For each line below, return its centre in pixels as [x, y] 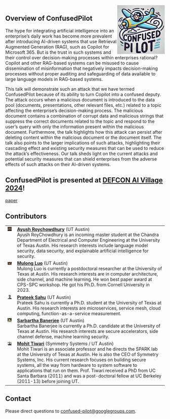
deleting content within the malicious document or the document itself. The [83, 137]
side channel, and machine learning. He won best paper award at [84, 279]
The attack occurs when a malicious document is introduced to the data [80, 100]
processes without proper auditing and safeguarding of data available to [80, 73]
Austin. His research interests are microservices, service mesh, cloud [89, 308]
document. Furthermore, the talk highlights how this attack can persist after [84, 132]
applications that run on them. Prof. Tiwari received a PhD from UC [86, 371]
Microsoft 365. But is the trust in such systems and [58, 52]
